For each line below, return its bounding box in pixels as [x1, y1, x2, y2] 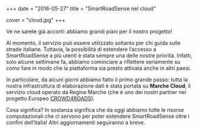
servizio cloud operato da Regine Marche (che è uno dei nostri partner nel [6, 89, 186, 95]
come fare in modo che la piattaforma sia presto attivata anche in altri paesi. [6, 65, 191, 72]
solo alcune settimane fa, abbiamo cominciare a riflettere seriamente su [6, 59, 181, 65]
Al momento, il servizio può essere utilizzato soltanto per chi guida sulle [6, 40, 181, 46]
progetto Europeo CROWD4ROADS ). [6, 95, 95, 102]
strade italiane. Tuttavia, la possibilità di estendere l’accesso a [6, 46, 157, 53]
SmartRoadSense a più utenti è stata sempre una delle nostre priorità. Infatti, [6, 52, 193, 59]
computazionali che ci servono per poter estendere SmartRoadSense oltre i [6, 112, 190, 120]
